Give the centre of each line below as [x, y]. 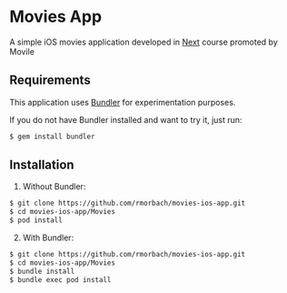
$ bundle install [42, 271]
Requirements [50, 81]
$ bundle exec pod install [60, 279]
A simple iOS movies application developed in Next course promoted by [144, 42]
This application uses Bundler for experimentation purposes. [123, 102]
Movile [22, 51]
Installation [42, 165]
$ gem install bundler [52, 136]
